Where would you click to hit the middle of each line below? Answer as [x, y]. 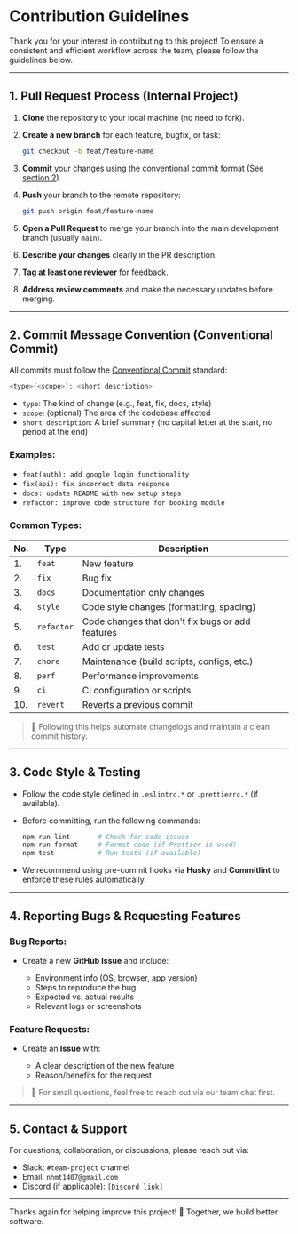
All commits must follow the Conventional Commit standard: [118, 370]
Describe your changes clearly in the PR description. [119, 254]
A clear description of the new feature [105, 1066]
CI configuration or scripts [137, 690]
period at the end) [55, 432]
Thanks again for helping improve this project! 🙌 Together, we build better [144, 1212]
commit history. [59, 736]
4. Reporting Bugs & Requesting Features [125, 916]
